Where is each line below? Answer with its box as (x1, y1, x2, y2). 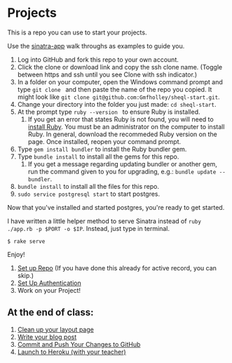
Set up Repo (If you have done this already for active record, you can (17, 263, 217, 272)
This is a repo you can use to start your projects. (7, 28, 147, 37)
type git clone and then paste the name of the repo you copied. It (17, 85, 212, 93)
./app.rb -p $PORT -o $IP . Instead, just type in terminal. (7, 224, 170, 232)
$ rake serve (7, 237, 46, 245)
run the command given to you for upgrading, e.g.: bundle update (27, 167, 217, 176)
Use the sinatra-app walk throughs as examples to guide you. (7, 41, 185, 50)
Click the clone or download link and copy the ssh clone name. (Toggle (17, 62, 223, 71)
